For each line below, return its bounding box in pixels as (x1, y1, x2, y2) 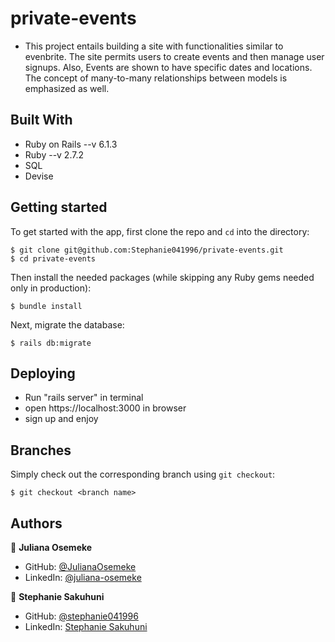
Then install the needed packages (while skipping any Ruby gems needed (10, 271, 315, 283)
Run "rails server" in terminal (24, 392, 144, 404)
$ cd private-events (10, 253, 97, 264)
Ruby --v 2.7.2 (24, 148, 84, 161)
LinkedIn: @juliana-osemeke (24, 572, 142, 583)
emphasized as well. (24, 82, 110, 94)
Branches (10, 442, 72, 459)
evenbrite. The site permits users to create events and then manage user (24, 50, 325, 62)
